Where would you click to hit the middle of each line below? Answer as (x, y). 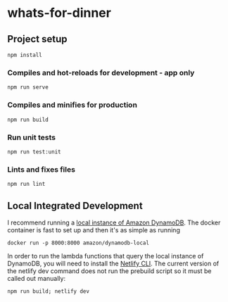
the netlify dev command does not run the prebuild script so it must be (109, 271)
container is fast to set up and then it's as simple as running (94, 230)
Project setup (38, 39)
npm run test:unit (34, 152)
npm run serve (28, 87)
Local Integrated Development (75, 206)
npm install (25, 55)
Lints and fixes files (42, 169)
